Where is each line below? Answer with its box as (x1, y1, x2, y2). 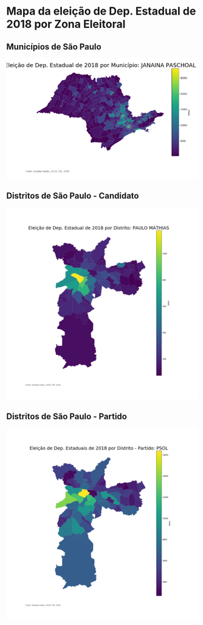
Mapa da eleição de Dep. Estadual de (6, 4, 196, 18)
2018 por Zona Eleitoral (6, 17, 126, 31)
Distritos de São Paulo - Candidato (6, 191, 139, 201)
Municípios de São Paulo (6, 41, 101, 52)
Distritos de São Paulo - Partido (6, 411, 128, 421)
